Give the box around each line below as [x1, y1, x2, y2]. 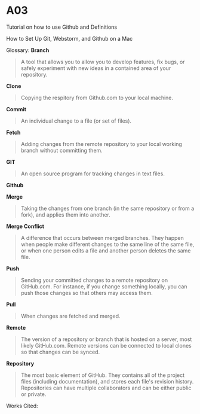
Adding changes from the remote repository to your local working [20, 140, 182, 147]
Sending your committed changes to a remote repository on [20, 276, 168, 284]
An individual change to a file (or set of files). [20, 117, 132, 124]
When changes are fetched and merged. [20, 312, 121, 319]
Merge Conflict [6, 223, 45, 230]
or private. [20, 390, 47, 398]
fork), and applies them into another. [20, 211, 110, 218]
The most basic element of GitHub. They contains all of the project [20, 372, 185, 379]
